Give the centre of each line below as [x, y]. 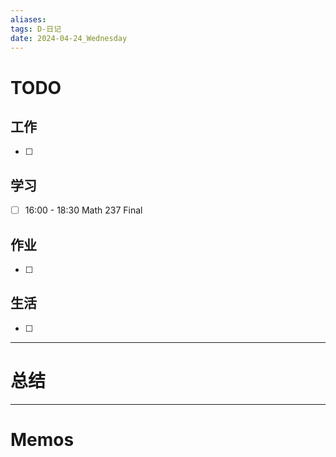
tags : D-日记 [36, 29]
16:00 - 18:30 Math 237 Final [83, 210]
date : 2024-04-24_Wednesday [69, 38]
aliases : [28, 19]
